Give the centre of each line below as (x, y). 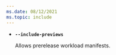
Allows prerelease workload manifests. (62, 46)
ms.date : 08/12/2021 (32, 12)
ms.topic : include (29, 17)
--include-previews (39, 34)
